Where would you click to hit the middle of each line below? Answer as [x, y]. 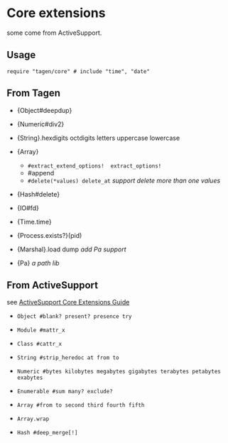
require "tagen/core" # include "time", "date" [78, 71]
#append [41, 173]
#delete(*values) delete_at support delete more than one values [124, 180]
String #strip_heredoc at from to [68, 358]
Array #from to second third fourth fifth [81, 405]
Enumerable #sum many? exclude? [65, 392]
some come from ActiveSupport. [54, 33]
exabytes [30, 378]
